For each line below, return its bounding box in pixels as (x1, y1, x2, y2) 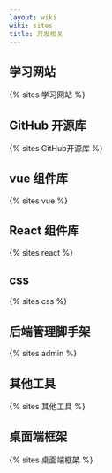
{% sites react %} (9, 247, 73, 257)
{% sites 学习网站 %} (9, 89, 86, 100)
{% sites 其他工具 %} (9, 401, 86, 412)
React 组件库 (9, 223, 79, 239)
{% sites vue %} (9, 195, 69, 206)
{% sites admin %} (9, 348, 78, 359)
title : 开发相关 (9, 29, 63, 38)
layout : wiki (9, 12, 57, 22)
